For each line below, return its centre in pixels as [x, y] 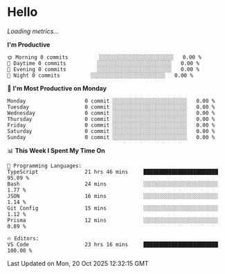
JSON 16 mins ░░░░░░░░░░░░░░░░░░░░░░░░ [112, 196]
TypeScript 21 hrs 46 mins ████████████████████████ [112, 172]
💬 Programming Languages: [44, 166]
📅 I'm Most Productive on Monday [57, 88]
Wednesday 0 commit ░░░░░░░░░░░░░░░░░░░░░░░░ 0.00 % [111, 113]
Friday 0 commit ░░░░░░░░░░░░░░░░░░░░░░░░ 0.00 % [111, 125]
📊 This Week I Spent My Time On [56, 150]
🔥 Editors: [23, 238]
